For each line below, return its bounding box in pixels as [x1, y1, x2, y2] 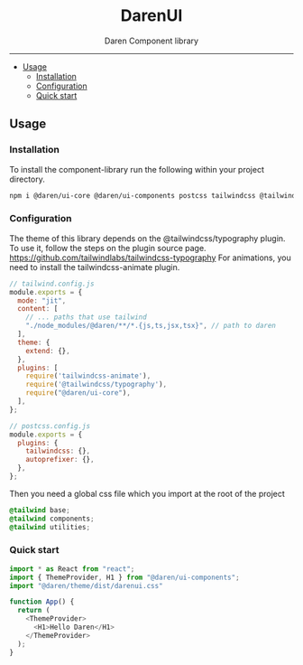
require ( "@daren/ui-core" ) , [25, 389, 131, 398]
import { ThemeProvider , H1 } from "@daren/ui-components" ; [9, 573, 241, 582]
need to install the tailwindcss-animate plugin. [9, 261, 180, 272]
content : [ [17, 304, 59, 314]
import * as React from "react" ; [9, 564, 135, 574]
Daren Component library [104, 35, 199, 46]
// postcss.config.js [9, 421, 91, 430]
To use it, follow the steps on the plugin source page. [9, 242, 207, 253]
